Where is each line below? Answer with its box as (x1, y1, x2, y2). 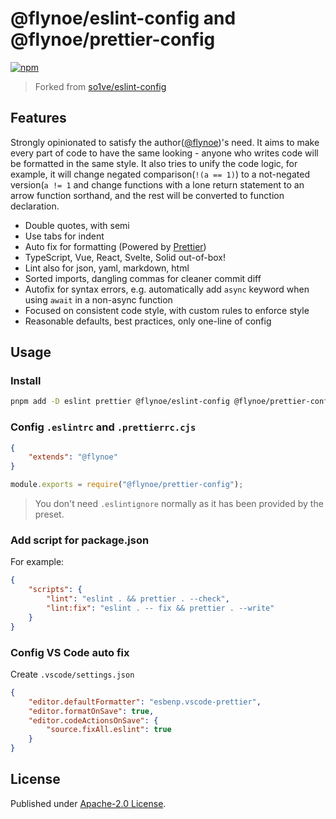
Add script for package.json (10, 533, 150, 547)
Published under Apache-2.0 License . (10, 797, 167, 809)
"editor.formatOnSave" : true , (28, 706, 155, 716)
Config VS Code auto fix (10, 645, 130, 659)
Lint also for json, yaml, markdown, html (24, 262, 190, 274)
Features (10, 110, 67, 127)
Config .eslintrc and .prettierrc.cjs (10, 420, 197, 434)
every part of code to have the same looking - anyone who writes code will (10, 147, 319, 159)
